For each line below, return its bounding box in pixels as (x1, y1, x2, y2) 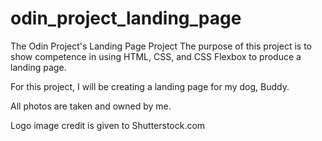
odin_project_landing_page (10, 7, 242, 30)
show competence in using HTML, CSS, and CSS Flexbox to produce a (10, 50, 302, 62)
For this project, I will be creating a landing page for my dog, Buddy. (10, 80, 290, 92)
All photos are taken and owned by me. (10, 100, 172, 112)
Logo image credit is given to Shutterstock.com (10, 119, 206, 131)
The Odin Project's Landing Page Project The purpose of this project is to (10, 40, 312, 52)
